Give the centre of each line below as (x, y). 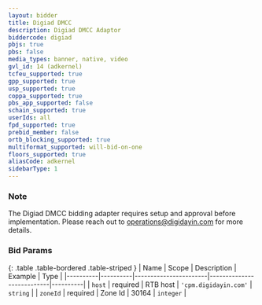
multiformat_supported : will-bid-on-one (76, 147)
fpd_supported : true (42, 125)
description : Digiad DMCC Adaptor (65, 30)
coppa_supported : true (45, 96)
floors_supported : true (47, 154)
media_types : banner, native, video (68, 60)
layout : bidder (33, 15)
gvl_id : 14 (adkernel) (45, 67)
